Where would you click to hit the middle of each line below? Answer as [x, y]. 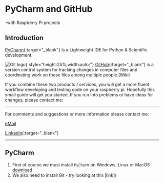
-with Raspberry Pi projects [33, 23]
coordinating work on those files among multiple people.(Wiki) [68, 75]
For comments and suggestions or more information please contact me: [77, 114]
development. [19, 55]
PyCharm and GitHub [49, 9]
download [22, 170]
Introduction [24, 38]
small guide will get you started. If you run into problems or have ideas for [79, 94]
